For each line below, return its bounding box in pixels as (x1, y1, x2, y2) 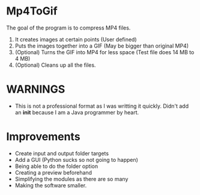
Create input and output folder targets (14, 149, 109, 157)
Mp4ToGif (6, 4, 58, 18)
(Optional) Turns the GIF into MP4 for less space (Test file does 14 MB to (14, 48, 195, 55)
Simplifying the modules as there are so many (14, 175, 129, 182)
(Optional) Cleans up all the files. (14, 61, 96, 69)
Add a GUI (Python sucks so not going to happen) (14, 156, 138, 163)
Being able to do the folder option (14, 162, 98, 170)
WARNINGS (6, 82, 65, 96)
